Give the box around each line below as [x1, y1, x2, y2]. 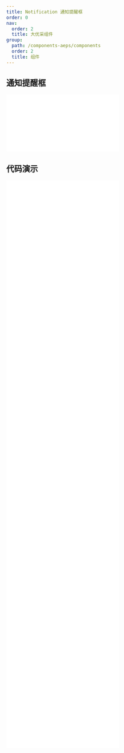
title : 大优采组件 [11, 31, 53, 38]
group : [6, 37, 23, 43]
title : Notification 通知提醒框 [6, 8, 83, 15]
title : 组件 [11, 54, 40, 60]
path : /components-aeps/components [11, 43, 101, 49]
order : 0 [6, 15, 28, 21]
